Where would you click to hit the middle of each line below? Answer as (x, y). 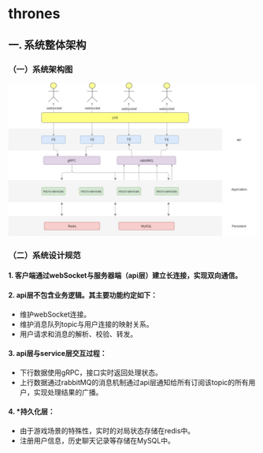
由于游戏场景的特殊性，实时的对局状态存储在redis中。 (107, 431)
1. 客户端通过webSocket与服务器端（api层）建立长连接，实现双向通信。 (125, 275)
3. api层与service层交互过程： (57, 354)
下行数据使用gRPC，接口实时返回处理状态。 (91, 373)
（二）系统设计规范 (44, 255)
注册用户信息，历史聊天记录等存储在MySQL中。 (97, 441)
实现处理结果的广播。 (68, 392)
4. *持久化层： (31, 412)
